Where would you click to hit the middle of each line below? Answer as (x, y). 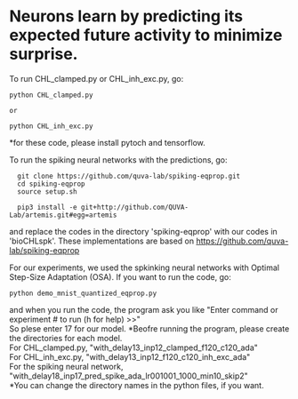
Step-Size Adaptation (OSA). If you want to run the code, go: (120, 276)
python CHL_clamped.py (51, 95)
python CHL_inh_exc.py (51, 126)
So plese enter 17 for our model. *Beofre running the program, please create (149, 328)
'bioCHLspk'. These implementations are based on (101, 241)
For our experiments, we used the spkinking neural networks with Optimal (145, 267)
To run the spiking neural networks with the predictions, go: (119, 160)
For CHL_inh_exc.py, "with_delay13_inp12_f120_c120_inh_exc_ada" (130, 356)
